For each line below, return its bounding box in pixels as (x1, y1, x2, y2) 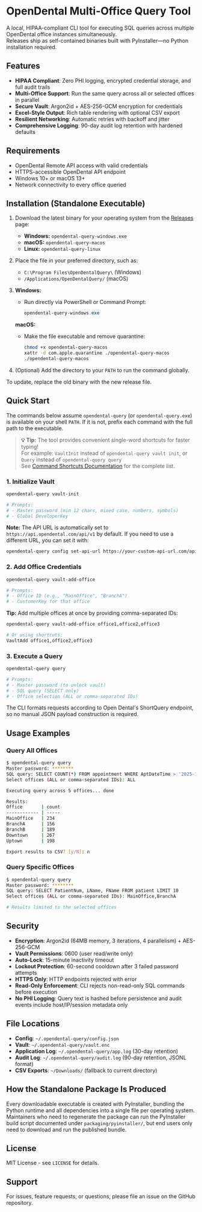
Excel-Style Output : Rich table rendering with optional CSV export (14, 109, 180, 116)
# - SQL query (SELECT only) (6, 688, 79, 694)
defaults (14, 128, 36, 135)
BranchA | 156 (6, 821, 55, 827)
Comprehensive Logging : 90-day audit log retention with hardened (14, 122, 183, 129)
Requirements (6, 146, 60, 156)
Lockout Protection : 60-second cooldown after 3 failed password (14, 962, 179, 969)
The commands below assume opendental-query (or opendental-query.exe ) (6, 411, 192, 419)
